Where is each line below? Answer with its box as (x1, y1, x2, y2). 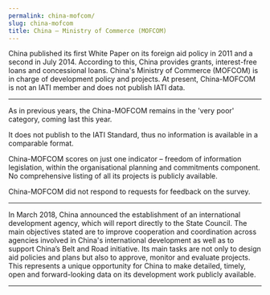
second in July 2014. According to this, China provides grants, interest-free (8, 57, 257, 67)
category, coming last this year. (8, 114, 112, 125)
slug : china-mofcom (8, 19, 74, 27)
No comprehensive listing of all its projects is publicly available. (8, 171, 219, 181)
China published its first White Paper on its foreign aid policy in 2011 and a (8, 49, 253, 59)
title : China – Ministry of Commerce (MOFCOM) (8, 27, 167, 35)
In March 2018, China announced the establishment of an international (8, 210, 241, 219)
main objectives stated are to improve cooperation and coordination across (8, 227, 257, 237)
